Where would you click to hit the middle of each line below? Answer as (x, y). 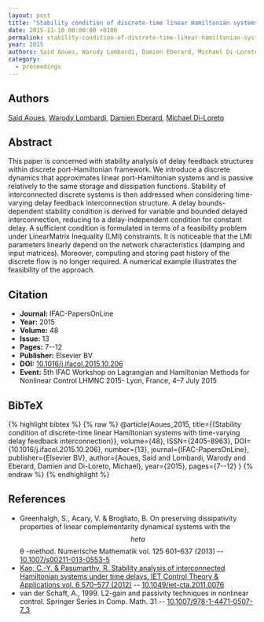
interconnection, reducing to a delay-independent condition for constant (125, 220)
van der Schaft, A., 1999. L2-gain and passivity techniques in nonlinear (134, 593)
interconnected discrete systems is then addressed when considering (121, 194)
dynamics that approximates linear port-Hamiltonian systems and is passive (131, 178)
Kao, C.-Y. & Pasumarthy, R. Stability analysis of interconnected (122, 568)
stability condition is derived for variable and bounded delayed (146, 211)
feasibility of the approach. (52, 270)
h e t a (138, 539)
